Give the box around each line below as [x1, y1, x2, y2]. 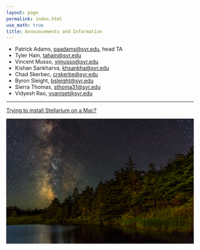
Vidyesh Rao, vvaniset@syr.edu [14, 90, 93, 97]
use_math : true [6, 22, 44, 28]
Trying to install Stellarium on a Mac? [6, 107, 97, 114]
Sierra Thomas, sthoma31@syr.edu [14, 83, 101, 90]
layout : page [6, 10, 39, 15]
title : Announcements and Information [6, 29, 102, 35]
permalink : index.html [6, 15, 62, 22]
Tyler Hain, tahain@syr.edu [14, 52, 82, 59]
